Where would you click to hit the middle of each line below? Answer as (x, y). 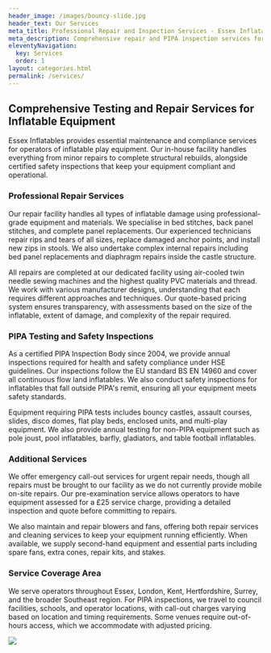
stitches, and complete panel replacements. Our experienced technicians (130, 230)
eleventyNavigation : (43, 46)
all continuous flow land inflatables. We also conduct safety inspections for (133, 380)
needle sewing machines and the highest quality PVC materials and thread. (133, 280)
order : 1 (30, 61)
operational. (28, 175)
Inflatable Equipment (62, 122)
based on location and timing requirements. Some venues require (117, 617)
